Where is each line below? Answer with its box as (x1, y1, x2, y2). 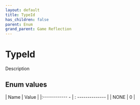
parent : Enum (5, 22, 33, 27)
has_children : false (5, 17, 49, 22)
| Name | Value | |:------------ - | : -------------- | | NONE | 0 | (5, 94, 135, 100)
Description (5, 66, 30, 72)
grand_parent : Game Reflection (5, 27, 72, 32)
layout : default (5, 7, 40, 13)
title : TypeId (5, 12, 36, 17)
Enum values (5, 80, 47, 89)
